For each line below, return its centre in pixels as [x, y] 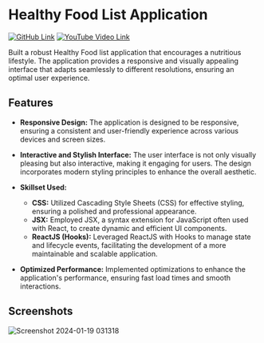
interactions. [40, 286]
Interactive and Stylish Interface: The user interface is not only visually [138, 154]
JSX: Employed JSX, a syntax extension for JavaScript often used [140, 219]
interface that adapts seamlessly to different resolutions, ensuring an [121, 69]
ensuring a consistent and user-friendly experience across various [129, 130]
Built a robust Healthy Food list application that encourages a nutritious [125, 52]
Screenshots [41, 311]
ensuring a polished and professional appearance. [114, 211]
